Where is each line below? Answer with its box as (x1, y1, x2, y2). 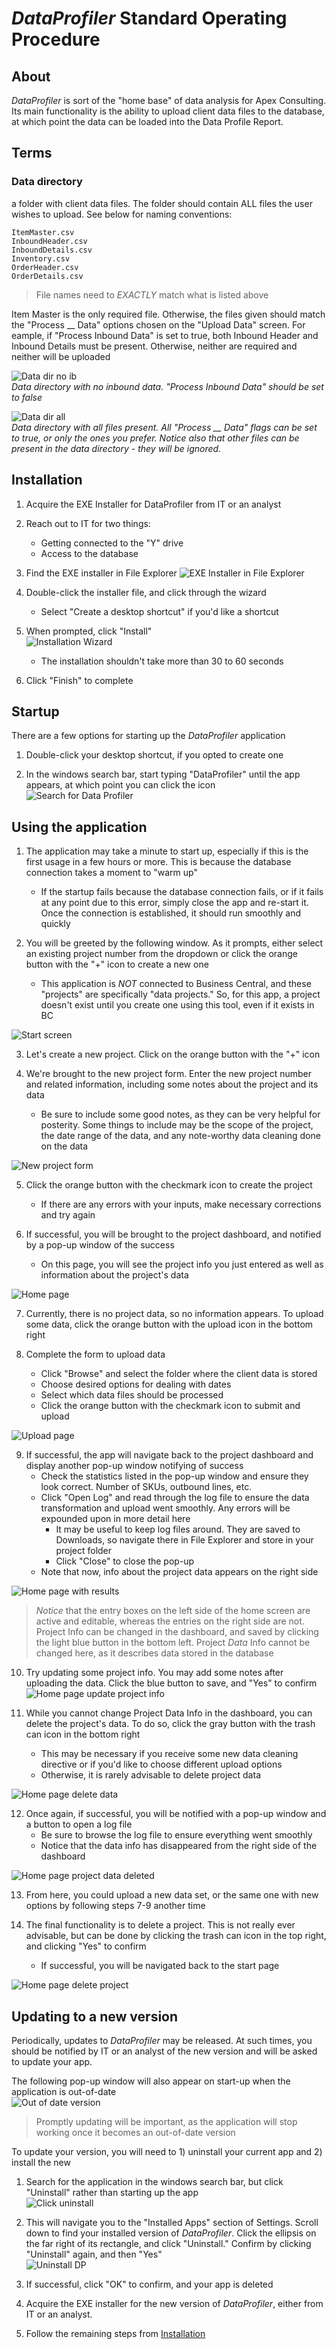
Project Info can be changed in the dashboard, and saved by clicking (35, 1626, 319, 1638)
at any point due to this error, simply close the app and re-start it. (40, 897, 309, 909)
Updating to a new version (11, 2008, 179, 2025)
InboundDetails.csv (11, 245, 93, 255)
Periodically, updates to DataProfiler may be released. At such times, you (11, 2034, 313, 2046)
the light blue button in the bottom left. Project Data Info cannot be (35, 1637, 311, 1649)
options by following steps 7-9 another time (25, 1900, 206, 1912)
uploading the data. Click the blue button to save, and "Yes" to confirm (25, 1677, 318, 1689)
